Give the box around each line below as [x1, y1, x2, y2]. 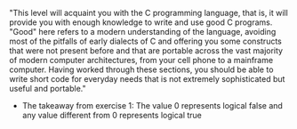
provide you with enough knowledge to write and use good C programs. [9, 17, 273, 28]
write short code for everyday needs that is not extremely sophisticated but [9, 74, 285, 84]
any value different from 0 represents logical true [21, 110, 203, 120]
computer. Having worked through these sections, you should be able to [9, 64, 274, 75]
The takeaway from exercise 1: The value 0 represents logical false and [21, 101, 283, 110]
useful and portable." [9, 84, 86, 93]
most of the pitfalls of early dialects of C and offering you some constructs [9, 36, 282, 46]
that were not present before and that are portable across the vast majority [9, 45, 283, 56]
